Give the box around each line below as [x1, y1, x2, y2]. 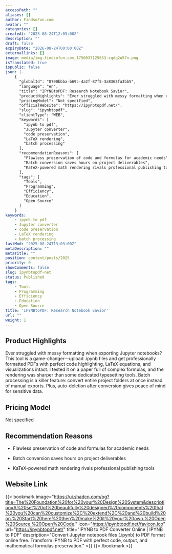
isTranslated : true [5, 60, 47, 65]
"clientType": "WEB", [18, 112, 66, 118]
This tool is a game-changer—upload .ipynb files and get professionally [5, 355, 156, 362]
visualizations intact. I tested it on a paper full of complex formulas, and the [5, 366, 164, 372]
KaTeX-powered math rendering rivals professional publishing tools [12, 465, 155, 471]
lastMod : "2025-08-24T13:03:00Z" [5, 241, 77, 246]
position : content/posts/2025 [5, 255, 70, 261]
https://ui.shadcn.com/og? [53, 493, 110, 500]
